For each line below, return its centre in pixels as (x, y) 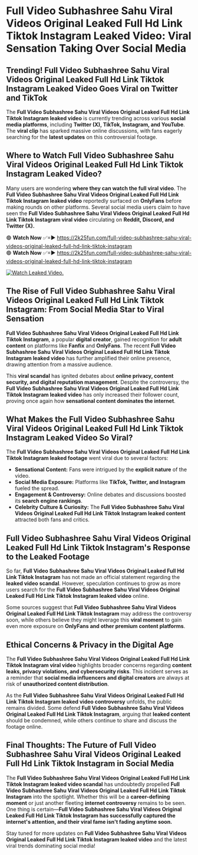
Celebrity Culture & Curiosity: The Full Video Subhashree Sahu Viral (99, 507)
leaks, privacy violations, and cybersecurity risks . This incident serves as (97, 672)
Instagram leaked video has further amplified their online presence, (89, 358)
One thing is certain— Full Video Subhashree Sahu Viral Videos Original (94, 809)
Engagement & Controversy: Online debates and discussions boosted (100, 495)
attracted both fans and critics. (52, 519)
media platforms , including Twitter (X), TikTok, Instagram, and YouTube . (96, 124)
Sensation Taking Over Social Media (96, 49)
